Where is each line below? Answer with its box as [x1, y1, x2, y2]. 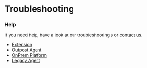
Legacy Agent [11, 58, 40, 64]
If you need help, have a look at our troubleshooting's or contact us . [4, 32, 143, 38]
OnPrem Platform [11, 52, 47, 58]
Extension [11, 42, 33, 48]
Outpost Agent [11, 47, 42, 53]
